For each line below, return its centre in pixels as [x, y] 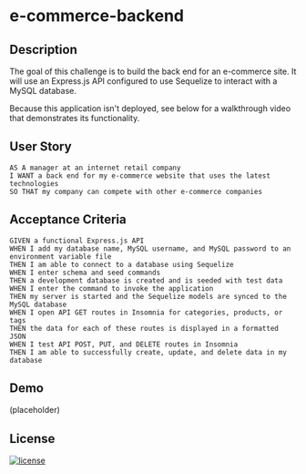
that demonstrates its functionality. [75, 118]
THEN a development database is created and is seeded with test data [146, 280]
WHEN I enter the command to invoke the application [112, 288]
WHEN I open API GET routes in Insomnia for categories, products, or [146, 312]
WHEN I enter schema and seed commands [85, 273]
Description [43, 50]
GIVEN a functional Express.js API [77, 241]
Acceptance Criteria [68, 220]
